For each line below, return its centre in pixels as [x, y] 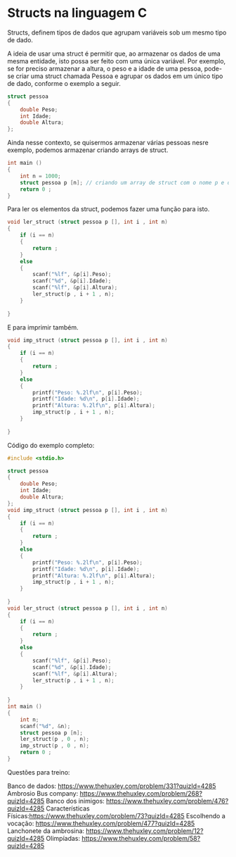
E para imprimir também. [43, 327]
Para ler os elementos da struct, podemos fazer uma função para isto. [109, 209]
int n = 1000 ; [40, 176]
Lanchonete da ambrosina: [46, 831]
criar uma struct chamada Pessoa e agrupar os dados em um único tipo [119, 76]
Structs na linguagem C [77, 13]
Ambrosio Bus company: [43, 793]
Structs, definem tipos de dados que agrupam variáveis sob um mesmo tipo [117, 32]
